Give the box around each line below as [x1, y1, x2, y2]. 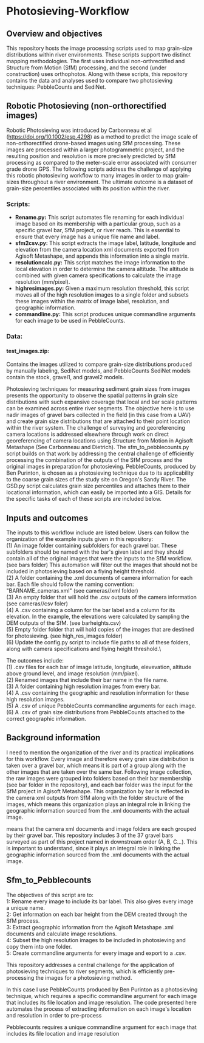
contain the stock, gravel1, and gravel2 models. [6, 374, 124, 381]
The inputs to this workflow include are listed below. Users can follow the [6, 529, 189, 536]
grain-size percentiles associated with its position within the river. [6, 184, 171, 192]
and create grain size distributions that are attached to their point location [6, 418, 190, 425]
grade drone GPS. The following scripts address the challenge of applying [6, 165, 191, 173]
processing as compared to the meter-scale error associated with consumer [6, 159, 197, 166]
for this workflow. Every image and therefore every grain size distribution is [6, 755, 194, 762]
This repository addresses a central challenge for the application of [6, 961, 175, 968]
